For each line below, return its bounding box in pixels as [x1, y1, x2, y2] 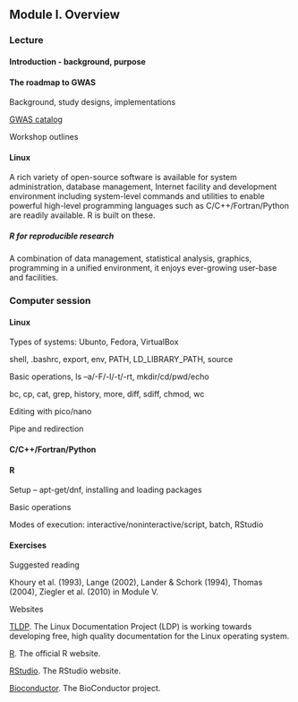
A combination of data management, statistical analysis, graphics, [9, 253, 252, 264]
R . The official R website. [9, 648, 101, 659]
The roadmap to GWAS [9, 76, 97, 88]
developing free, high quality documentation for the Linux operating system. [9, 631, 290, 642]
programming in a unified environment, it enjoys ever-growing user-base [9, 263, 277, 273]
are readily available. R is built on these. [9, 210, 156, 221]
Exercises [9, 540, 47, 550]
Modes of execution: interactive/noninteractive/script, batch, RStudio [9, 519, 264, 530]
